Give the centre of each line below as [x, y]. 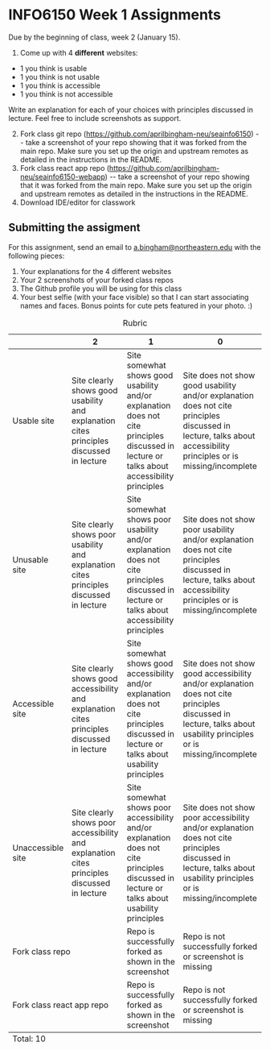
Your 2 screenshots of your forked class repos [97, 280]
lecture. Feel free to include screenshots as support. [95, 118]
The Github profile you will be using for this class [101, 288]
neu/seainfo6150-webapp [63, 176]
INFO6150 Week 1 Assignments [115, 15]
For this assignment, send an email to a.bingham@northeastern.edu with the [135, 247]
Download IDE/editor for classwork [78, 202]
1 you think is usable [53, 68]
